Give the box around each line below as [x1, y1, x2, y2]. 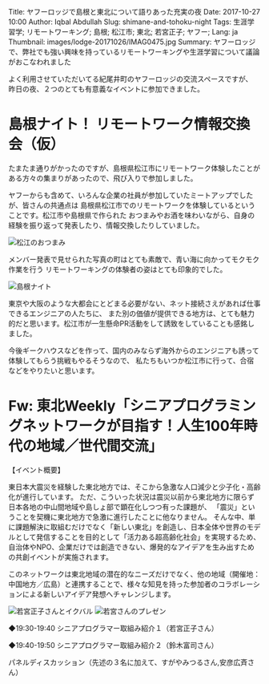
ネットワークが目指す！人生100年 [22, 417, 244, 435]
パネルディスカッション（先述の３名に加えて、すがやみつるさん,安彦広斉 [8, 657, 248, 667]
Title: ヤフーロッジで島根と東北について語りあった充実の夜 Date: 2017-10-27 [8, 7, 260, 16]
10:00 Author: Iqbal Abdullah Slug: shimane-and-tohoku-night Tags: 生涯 [8, 17, 248, 26]
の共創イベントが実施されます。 [8, 552, 114, 561]
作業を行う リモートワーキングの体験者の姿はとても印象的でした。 [8, 264, 227, 274]
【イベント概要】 [8, 464, 65, 475]
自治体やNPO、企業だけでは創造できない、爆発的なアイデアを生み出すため [8, 542, 255, 552]
